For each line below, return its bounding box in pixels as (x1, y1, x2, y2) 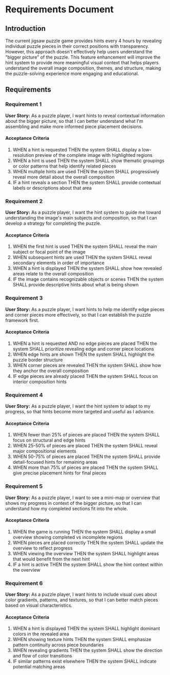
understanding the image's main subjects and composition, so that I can (5, 215, 157, 221)
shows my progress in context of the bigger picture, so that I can (5, 500, 142, 506)
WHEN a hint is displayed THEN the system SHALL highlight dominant (12, 626, 160, 632)
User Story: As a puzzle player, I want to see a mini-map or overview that (5, 495, 160, 501)
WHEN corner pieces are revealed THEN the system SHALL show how (12, 362, 161, 368)
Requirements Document (5, 4, 114, 15)
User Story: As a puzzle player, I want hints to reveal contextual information (5, 112, 165, 119)
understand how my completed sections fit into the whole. (5, 505, 128, 512)
